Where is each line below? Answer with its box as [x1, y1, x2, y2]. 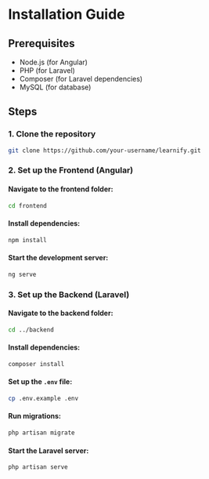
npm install [8, 236, 47, 244]
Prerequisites [8, 37, 75, 50]
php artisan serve [8, 463, 68, 471]
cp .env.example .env [8, 394, 79, 402]
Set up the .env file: [8, 377, 73, 386]
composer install [8, 360, 65, 368]
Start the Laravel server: [8, 445, 89, 455]
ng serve [8, 270, 37, 278]
